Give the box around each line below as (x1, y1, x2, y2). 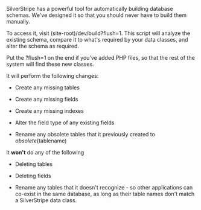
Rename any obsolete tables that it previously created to (14, 131, 156, 138)
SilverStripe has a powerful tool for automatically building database (6, 5, 173, 12)
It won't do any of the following (6, 149, 85, 156)
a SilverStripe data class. (14, 197, 77, 204)
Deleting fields (14, 172, 51, 179)
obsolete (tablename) (14, 137, 67, 144)
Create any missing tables (14, 84, 80, 91)
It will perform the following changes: (6, 72, 99, 79)
